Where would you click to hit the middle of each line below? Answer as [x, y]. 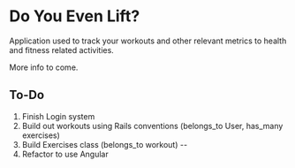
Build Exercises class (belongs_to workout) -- [105, 144]
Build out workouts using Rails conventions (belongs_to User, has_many [152, 126]
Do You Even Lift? [75, 16]
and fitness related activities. [62, 50]
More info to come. [44, 67]
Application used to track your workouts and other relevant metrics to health [148, 41]
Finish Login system [58, 116]
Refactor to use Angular [65, 154]
